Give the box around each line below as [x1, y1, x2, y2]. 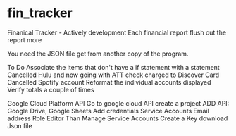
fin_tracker [7, 5, 73, 21]
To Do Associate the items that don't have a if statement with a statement [7, 63, 220, 71]
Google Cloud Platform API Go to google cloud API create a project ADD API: [7, 99, 230, 107]
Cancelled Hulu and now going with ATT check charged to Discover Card [7, 70, 220, 79]
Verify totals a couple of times [7, 85, 94, 94]
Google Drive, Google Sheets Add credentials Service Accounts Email [7, 106, 209, 115]
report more [7, 35, 42, 44]
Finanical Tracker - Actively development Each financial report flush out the [7, 28, 227, 37]
